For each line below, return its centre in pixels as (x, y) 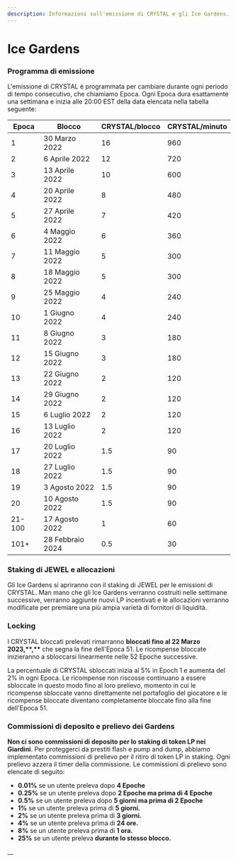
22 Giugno (61, 374)
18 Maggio (62, 272)
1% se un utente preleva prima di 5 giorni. (79, 808)
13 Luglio (59, 426)
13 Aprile (59, 171)
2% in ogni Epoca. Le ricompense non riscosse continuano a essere (107, 678)
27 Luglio (59, 467)
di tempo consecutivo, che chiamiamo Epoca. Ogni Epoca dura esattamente (118, 94)
